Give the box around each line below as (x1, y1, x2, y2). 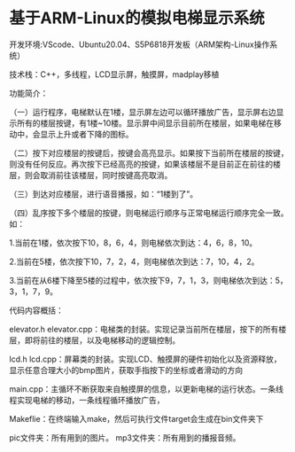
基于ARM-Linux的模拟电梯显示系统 (9, 8, 266, 28)
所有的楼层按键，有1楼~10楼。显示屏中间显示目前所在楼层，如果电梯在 (16, 117, 275, 129)
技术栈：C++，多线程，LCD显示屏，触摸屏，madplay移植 (9, 68, 220, 80)
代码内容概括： (9, 305, 64, 316)
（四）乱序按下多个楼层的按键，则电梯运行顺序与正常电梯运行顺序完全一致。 (9, 207, 289, 218)
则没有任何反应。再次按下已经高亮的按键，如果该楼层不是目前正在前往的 (9, 159, 273, 169)
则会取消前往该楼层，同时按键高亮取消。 (24, 169, 173, 180)
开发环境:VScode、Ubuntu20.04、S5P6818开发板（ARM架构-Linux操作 (9, 39, 270, 50)
